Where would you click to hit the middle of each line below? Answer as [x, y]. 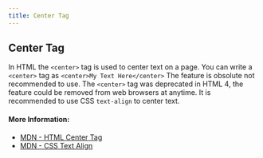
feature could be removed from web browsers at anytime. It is [110, 93]
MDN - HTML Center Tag [61, 137]
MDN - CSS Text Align [56, 145]
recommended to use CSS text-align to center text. [94, 101]
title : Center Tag [39, 16]
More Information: [39, 120]
